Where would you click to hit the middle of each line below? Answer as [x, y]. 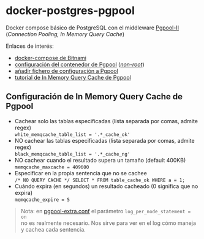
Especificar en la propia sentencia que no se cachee [81, 173]
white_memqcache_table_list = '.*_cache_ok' [72, 135]
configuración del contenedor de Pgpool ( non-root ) [79, 64]
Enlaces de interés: [30, 46]
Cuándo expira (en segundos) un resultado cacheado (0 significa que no [106, 186]
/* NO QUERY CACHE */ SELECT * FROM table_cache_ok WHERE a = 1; [100, 180]
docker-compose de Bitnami [51, 58]
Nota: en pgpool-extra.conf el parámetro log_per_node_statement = [106, 211]
